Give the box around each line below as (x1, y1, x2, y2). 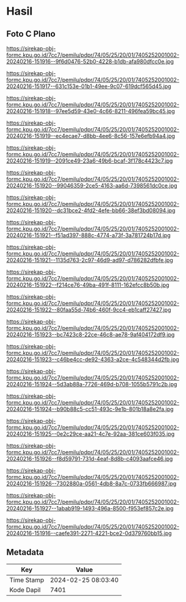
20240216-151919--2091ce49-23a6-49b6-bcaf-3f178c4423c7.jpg (6, 157, 173, 164)
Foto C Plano (6, 29, 56, 39)
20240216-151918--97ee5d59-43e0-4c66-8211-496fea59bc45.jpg (6, 108, 176, 114)
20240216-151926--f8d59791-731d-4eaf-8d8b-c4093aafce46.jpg (6, 455, 173, 462)
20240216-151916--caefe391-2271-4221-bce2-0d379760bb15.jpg (6, 530, 173, 537)
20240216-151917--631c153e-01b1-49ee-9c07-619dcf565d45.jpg (6, 83, 171, 90)
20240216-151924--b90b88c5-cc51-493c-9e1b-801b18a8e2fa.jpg (6, 405, 174, 413)
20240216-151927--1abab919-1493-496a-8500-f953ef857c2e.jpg (6, 505, 174, 512)
